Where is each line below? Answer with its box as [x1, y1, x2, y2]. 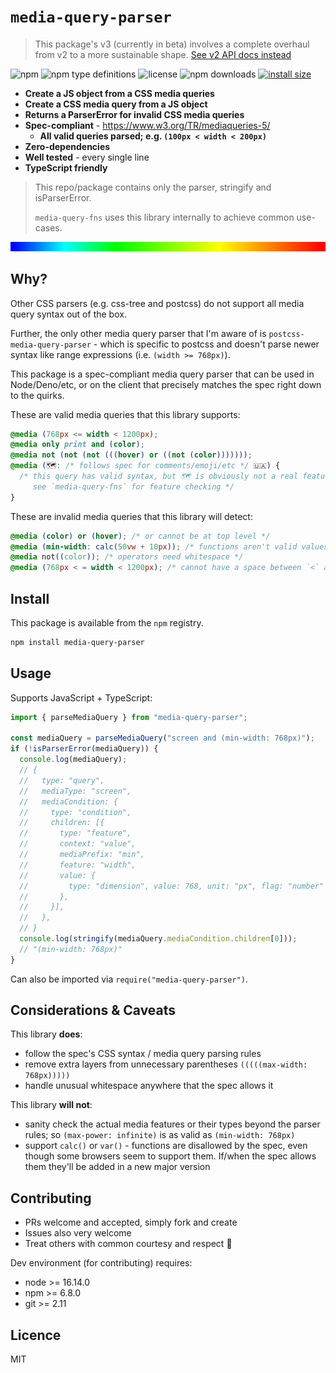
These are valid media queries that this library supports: [10, 408, 241, 420]
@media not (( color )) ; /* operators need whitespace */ [10, 552, 244, 562]
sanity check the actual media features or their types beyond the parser [24, 1118, 321, 1130]
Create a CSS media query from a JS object [24, 98, 208, 110]
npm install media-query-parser [10, 637, 145, 647]
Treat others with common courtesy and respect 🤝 [24, 1238, 233, 1250]
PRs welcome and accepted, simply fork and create [24, 1216, 238, 1229]
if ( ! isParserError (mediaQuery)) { [10, 744, 159, 754]
